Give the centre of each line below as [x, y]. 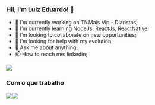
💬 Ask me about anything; [46, 47]
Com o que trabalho [35, 83]
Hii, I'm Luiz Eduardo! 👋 [40, 9]
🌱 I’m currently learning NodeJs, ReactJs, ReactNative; [82, 28]
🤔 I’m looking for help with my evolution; [64, 42]
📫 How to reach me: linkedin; [51, 54]
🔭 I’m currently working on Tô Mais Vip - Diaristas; [76, 23]
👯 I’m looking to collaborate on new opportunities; [75, 35]
